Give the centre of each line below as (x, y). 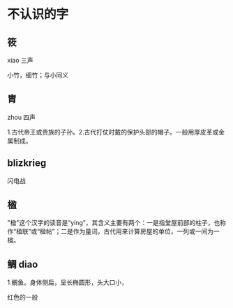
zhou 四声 (22, 117)
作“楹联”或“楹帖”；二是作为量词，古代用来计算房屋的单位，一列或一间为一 (113, 231)
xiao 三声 (20, 60)
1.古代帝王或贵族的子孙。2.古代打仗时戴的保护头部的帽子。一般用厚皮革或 (113, 132)
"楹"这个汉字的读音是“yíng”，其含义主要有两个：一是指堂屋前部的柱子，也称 (117, 223)
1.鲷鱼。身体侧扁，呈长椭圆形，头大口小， (67, 282)
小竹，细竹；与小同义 (38, 75)
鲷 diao (23, 264)
